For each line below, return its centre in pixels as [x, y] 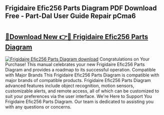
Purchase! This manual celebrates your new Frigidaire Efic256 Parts [75, 64]
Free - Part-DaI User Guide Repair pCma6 [70, 16]
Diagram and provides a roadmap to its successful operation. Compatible [80, 70]
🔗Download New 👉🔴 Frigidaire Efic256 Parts [77, 37]
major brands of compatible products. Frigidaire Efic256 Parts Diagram [78, 80]
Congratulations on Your [125, 59]
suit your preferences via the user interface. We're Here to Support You [79, 96]
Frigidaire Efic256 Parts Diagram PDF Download [81, 8]
